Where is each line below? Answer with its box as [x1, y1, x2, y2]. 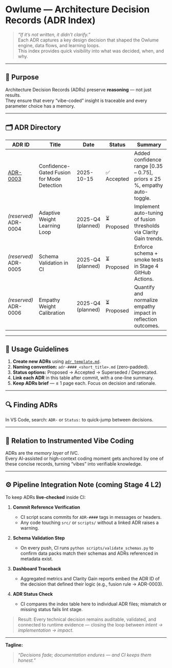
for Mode [38, 175, 61, 183]
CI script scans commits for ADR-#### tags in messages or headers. [20, 514, 162, 520]
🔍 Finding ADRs [5, 400, 58, 409]
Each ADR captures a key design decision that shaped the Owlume [17, 37, 159, 43]
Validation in [38, 259, 69, 266]
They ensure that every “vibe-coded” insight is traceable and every [5, 97, 147, 104]
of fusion [134, 215, 156, 222]
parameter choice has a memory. [5, 103, 75, 109]
